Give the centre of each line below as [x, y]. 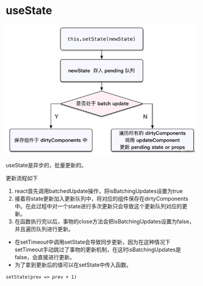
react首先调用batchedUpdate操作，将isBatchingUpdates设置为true [99, 191]
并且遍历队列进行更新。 [44, 229]
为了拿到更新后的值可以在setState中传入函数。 [73, 265]
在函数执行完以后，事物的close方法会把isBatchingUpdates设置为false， [105, 221]
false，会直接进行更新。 [45, 257]
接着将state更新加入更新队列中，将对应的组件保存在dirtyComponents [101, 198]
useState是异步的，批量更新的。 [46, 165]
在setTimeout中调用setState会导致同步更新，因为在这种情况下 [92, 242]
